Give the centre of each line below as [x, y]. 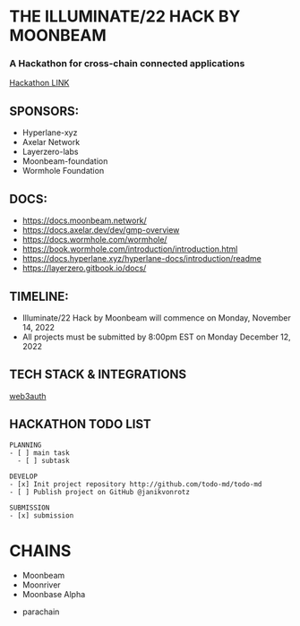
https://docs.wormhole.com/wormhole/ [94, 240]
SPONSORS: [44, 111]
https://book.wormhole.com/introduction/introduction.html [130, 249]
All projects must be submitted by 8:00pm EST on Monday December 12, [156, 337]
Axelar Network [51, 142]
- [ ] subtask [43, 460]
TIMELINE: [39, 296]
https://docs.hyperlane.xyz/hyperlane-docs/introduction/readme [141, 259]
